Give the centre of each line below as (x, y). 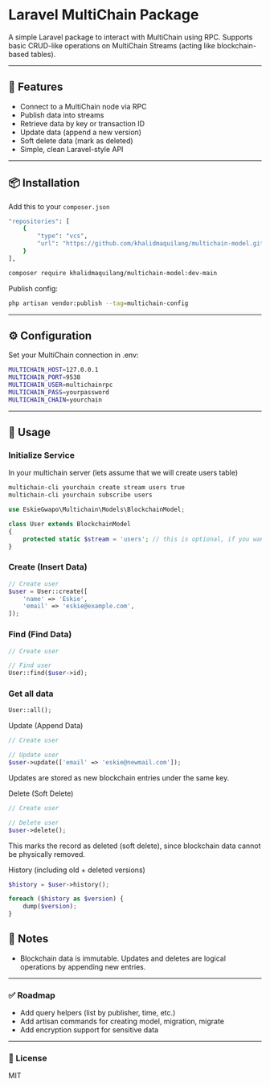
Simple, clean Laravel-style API (72, 149)
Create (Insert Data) (48, 567)
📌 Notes (29, 939)
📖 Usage (29, 432)
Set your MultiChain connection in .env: (74, 355)
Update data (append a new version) (81, 132)
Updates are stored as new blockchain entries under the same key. (119, 777)
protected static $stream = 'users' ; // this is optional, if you (136, 539)
